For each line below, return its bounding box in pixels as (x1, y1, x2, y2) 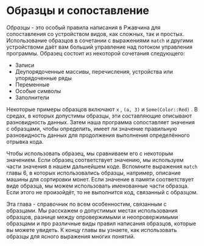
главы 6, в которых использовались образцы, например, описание (6, 169, 181, 177)
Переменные (15, 80, 50, 88)
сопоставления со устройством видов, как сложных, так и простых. (6, 30, 185, 37)
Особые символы (15, 87, 62, 94)
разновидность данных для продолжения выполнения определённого (6, 132, 190, 139)
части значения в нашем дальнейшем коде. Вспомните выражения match (6, 163, 198, 170)
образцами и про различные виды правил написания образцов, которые (6, 220, 197, 227)
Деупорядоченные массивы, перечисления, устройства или (15, 68, 174, 75)
